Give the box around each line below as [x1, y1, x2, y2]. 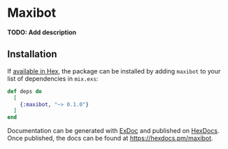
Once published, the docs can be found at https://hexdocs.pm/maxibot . [7, 134, 213, 143]
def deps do [7, 87, 42, 95]
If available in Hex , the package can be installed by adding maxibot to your [7, 66, 221, 75]
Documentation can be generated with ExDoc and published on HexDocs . [7, 127, 220, 135]
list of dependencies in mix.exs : [7, 74, 99, 83]
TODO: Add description [7, 28, 77, 36]
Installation [7, 48, 57, 60]
